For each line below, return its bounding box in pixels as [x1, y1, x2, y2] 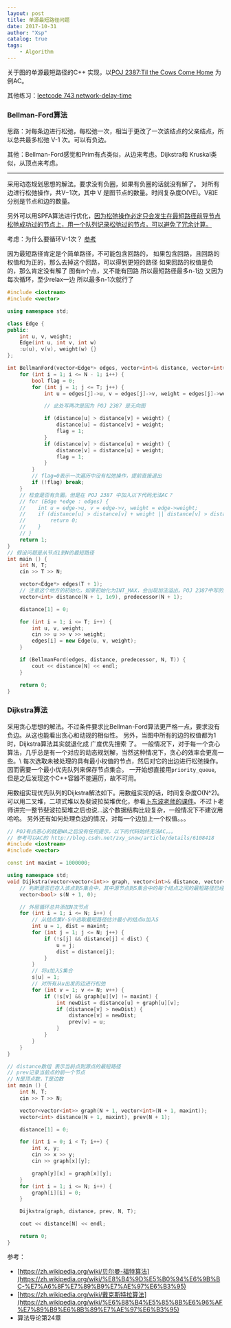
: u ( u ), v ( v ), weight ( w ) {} [19, 346, 97, 353]
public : [7, 327, 30, 333]
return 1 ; [19, 536, 48, 543]
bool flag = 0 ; [32, 377, 76, 384]
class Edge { [7, 320, 45, 327]
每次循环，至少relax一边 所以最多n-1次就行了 [7, 276, 134, 284]
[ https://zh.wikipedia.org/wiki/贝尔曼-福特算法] [16, 1267, 150, 1275]
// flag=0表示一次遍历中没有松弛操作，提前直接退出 [32, 472, 162, 480]
